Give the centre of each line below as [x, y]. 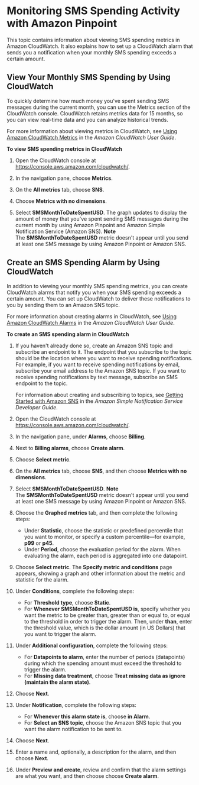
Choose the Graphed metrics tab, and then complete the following [96, 512]
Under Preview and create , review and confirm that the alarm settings [101, 770]
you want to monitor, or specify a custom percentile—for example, [105, 537]
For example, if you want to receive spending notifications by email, [97, 364]
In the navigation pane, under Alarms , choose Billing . [80, 437]
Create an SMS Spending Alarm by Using [83, 262]
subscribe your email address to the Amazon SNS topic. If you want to [101, 370]
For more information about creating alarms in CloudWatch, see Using [92, 316]
